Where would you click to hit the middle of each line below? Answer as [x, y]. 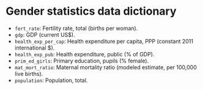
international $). [35, 48]
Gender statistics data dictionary [91, 11]
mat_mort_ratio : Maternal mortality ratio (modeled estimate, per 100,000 [105, 67]
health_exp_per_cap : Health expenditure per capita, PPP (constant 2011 [104, 41]
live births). [29, 73]
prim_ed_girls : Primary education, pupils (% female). [82, 61]
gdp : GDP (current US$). [45, 34]
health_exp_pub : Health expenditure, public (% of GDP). [84, 54]
